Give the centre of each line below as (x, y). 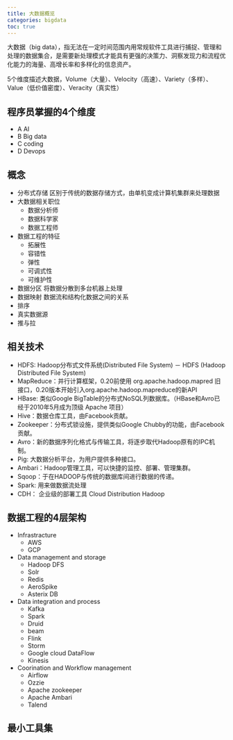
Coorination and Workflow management (74, 668)
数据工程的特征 (38, 236)
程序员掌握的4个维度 (51, 112)
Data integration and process (59, 601)
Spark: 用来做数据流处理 (52, 485)
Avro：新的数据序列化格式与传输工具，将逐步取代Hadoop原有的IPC (113, 442)
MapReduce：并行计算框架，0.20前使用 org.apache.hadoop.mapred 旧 (119, 381)
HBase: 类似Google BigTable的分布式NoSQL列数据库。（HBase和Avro (116, 398)
